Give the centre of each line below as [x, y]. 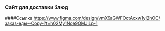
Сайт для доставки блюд [37, 7]
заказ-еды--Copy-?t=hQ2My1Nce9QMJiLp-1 [51, 23]
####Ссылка [19, 18]
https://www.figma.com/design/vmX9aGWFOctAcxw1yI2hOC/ [97, 18]
